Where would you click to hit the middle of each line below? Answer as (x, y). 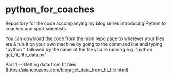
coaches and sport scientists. (36, 28)
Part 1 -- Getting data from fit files (41, 64)
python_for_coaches (50, 9)
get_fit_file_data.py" (26, 55)
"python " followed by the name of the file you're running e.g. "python (79, 49)
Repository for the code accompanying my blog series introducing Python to (86, 23)
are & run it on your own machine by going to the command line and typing (84, 44)
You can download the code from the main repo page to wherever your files (85, 38)
